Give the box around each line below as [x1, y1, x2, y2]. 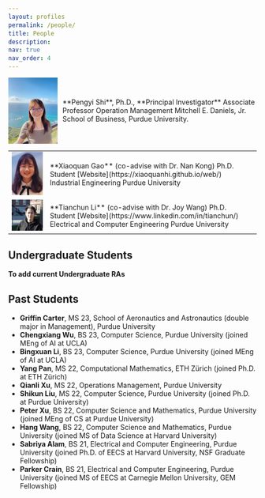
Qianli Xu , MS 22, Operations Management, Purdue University [19, 380, 222, 390]
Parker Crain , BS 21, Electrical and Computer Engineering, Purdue [19, 465, 234, 474]
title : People [8, 29, 55, 37]
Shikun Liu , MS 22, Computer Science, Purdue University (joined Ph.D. [19, 389, 251, 398]
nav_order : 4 [8, 55, 51, 62]
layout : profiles [8, 13, 65, 21]
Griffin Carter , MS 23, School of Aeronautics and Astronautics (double [19, 313, 249, 323]
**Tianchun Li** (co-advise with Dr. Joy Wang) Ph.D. [50, 202, 227, 213]
